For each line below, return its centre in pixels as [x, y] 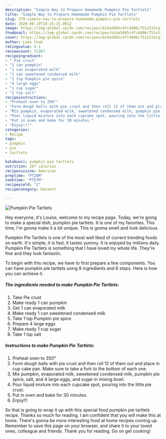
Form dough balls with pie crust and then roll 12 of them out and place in [86, 363]
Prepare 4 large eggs [34, 323]
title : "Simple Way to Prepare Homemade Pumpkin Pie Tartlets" [72, 14]
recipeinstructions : [26, 97]
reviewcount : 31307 [25, 51]
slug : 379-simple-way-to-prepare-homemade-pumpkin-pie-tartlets [73, 19]
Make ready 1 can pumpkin [40, 303]
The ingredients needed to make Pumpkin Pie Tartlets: [62, 285]
